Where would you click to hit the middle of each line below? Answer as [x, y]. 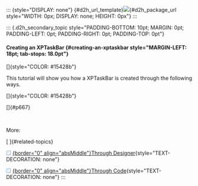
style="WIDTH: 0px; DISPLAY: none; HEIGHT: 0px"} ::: [72, 16]
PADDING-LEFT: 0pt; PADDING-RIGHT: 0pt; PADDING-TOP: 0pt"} [85, 34]
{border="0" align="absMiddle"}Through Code [70, 171]
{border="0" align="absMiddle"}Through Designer [74, 153]
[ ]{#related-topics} [30, 142]
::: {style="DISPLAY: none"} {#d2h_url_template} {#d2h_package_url [91, 10]
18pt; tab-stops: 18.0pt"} [38, 54]
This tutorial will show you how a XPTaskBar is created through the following [99, 78]
